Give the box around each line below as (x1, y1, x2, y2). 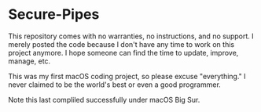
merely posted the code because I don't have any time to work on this (8, 39, 234, 49)
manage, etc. (8, 56, 51, 66)
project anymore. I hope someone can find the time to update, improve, (8, 48, 239, 57)
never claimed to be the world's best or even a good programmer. (8, 80, 222, 89)
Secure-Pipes (8, 5, 100, 23)
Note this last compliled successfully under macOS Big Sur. (8, 95, 200, 104)
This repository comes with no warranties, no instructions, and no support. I (8, 31, 254, 41)
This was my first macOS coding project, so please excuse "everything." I (8, 71, 246, 81)
